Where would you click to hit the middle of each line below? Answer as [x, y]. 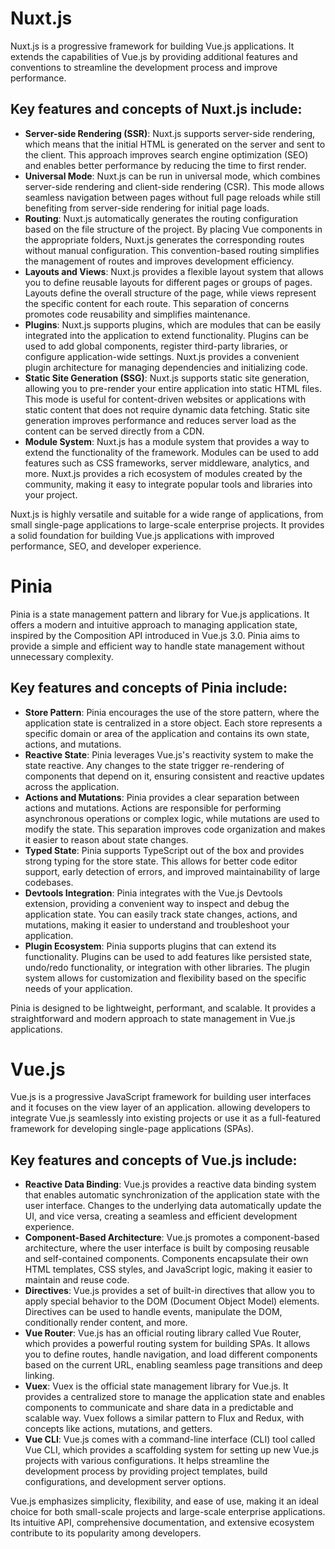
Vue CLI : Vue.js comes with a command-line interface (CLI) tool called [170, 1439]
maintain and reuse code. [77, 1280]
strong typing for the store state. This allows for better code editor [161, 861]
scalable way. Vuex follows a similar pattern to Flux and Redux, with [164, 1418]
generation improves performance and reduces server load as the [160, 420]
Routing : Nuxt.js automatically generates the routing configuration [161, 218]
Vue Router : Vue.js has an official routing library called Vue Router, [163, 1333]
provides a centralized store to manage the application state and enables [175, 1397]
